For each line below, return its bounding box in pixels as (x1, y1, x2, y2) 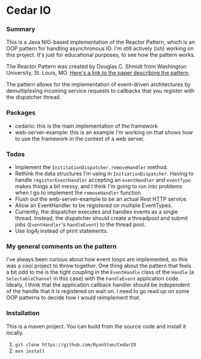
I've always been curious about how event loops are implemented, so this (6, 256, 188, 263)
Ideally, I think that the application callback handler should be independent (6, 281, 190, 288)
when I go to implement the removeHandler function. (14, 189, 143, 197)
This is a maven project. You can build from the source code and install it (6, 322, 186, 330)
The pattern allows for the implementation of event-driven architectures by (6, 81, 191, 88)
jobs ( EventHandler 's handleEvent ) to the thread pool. (14, 221, 146, 228)
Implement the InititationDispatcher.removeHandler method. (14, 164, 168, 171)
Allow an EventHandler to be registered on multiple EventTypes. (14, 202, 173, 209)
